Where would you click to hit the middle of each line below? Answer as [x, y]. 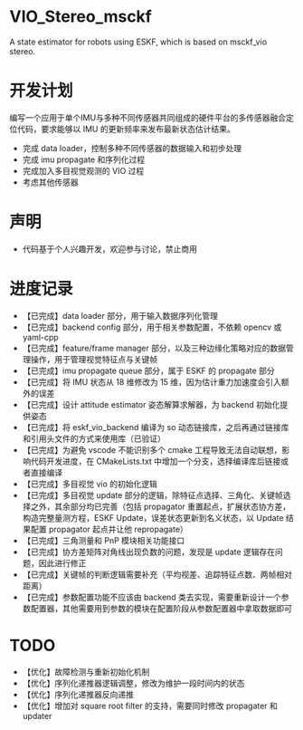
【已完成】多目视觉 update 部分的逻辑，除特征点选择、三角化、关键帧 [152, 495]
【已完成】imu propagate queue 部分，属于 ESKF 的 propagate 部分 [149, 370]
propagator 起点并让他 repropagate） [118, 529]
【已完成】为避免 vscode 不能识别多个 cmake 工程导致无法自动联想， [152, 449]
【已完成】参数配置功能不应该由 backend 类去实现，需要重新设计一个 [152, 597]
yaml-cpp [40, 337]
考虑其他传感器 [50, 182]
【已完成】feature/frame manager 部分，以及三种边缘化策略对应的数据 [154, 348]
